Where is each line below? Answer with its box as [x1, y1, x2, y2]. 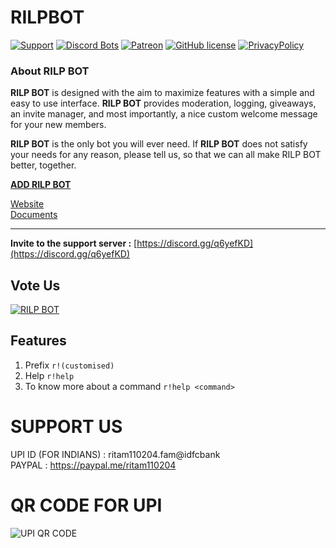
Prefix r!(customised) [24, 359, 115, 371]
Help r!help [24, 369, 75, 381]
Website [10, 198, 45, 210]
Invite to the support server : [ [10, 237, 138, 250]
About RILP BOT [10, 64, 90, 78]
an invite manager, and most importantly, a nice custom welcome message [10, 108, 318, 120]
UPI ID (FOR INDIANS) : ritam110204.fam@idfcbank [10, 448, 221, 460]
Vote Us [10, 277, 61, 294]
